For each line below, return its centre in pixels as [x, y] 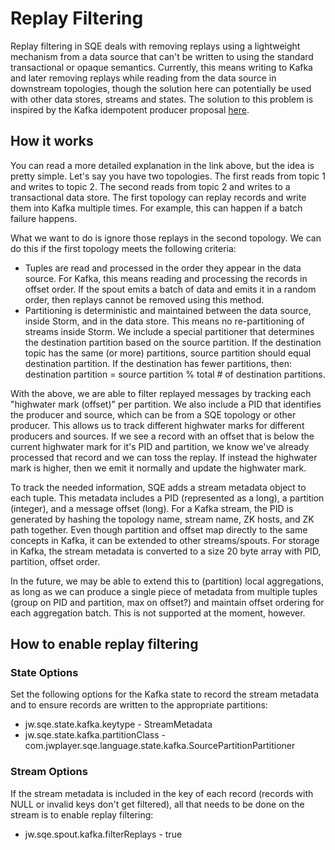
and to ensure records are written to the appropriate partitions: [139, 705]
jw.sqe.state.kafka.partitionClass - [95, 735]
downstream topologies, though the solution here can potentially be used [161, 88]
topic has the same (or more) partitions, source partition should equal [168, 353]
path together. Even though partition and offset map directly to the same [159, 529]
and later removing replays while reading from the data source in [143, 78]
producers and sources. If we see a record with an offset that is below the [162, 436]
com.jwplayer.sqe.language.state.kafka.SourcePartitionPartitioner [160, 746]
